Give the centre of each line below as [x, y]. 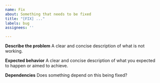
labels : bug [17, 23]
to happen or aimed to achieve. [37, 66]
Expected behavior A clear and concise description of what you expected [80, 61]
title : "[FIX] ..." [25, 19]
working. [14, 51]
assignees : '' [20, 28]
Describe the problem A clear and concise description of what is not [75, 46]
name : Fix [15, 10]
